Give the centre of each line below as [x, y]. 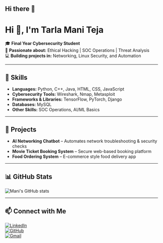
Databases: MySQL [32, 105]
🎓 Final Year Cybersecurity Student [42, 44]
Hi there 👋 [20, 9]
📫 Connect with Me [36, 211]
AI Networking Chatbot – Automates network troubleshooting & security [85, 141]
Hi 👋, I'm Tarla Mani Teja [54, 30]
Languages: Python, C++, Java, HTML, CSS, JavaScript [68, 89]
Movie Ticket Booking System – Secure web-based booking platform [82, 151]
